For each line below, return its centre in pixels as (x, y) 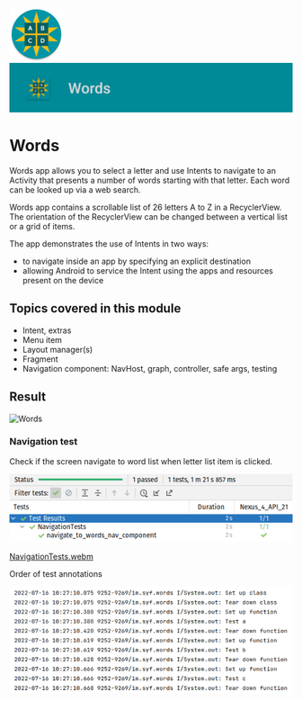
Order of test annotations (56, 573)
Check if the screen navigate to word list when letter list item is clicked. (141, 461)
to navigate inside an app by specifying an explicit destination (137, 261)
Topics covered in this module (95, 309)
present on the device (63, 280)
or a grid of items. (42, 226)
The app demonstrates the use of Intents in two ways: (109, 243)
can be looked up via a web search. (75, 189)
